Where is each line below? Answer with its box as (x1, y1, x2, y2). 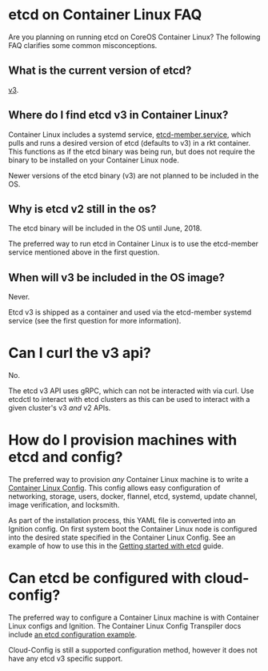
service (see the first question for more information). (8, 316, 182, 326)
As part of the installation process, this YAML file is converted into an (8, 516, 236, 525)
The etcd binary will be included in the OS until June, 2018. (8, 223, 202, 233)
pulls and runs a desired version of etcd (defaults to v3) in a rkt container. (8, 138, 250, 147)
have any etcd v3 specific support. (8, 654, 123, 663)
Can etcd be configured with (8, 569, 202, 588)
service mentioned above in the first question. (8, 247, 160, 257)
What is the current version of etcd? (8, 64, 192, 78)
